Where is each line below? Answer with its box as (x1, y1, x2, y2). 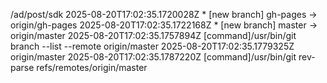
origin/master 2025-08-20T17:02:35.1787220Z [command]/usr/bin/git (10, 51, 297, 63)
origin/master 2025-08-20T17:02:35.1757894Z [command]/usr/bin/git (10, 30, 297, 41)
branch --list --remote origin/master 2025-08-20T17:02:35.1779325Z (10, 40, 295, 52)
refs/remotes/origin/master (36, 62, 148, 73)
